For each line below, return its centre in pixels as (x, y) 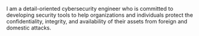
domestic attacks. (29, 28)
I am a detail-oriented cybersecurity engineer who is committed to (90, 9)
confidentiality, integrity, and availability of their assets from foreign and (97, 21)
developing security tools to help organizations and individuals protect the (100, 15)
